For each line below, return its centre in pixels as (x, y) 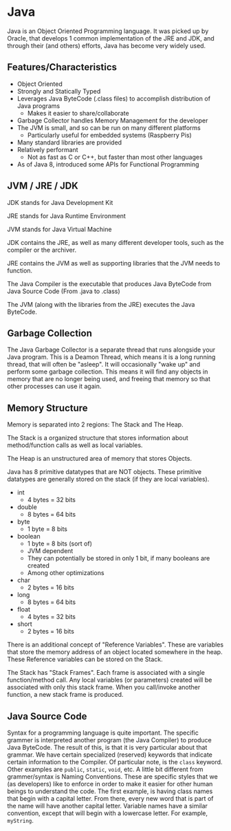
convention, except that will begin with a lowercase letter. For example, (108, 813)
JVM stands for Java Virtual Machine (59, 229)
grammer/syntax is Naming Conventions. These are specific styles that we (112, 777)
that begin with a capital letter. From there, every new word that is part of (110, 798)
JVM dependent (50, 551)
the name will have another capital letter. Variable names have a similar (108, 806)
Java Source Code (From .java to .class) (64, 291)
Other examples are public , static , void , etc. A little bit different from (105, 769)
